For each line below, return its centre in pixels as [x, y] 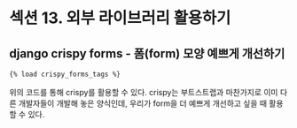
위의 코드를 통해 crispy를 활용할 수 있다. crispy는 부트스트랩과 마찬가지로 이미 [144, 92]
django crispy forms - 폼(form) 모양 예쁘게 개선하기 [147, 53]
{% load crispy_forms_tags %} [65, 74]
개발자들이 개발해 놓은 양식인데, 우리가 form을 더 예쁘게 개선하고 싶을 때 [143, 103]
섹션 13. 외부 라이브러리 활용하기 [120, 18]
